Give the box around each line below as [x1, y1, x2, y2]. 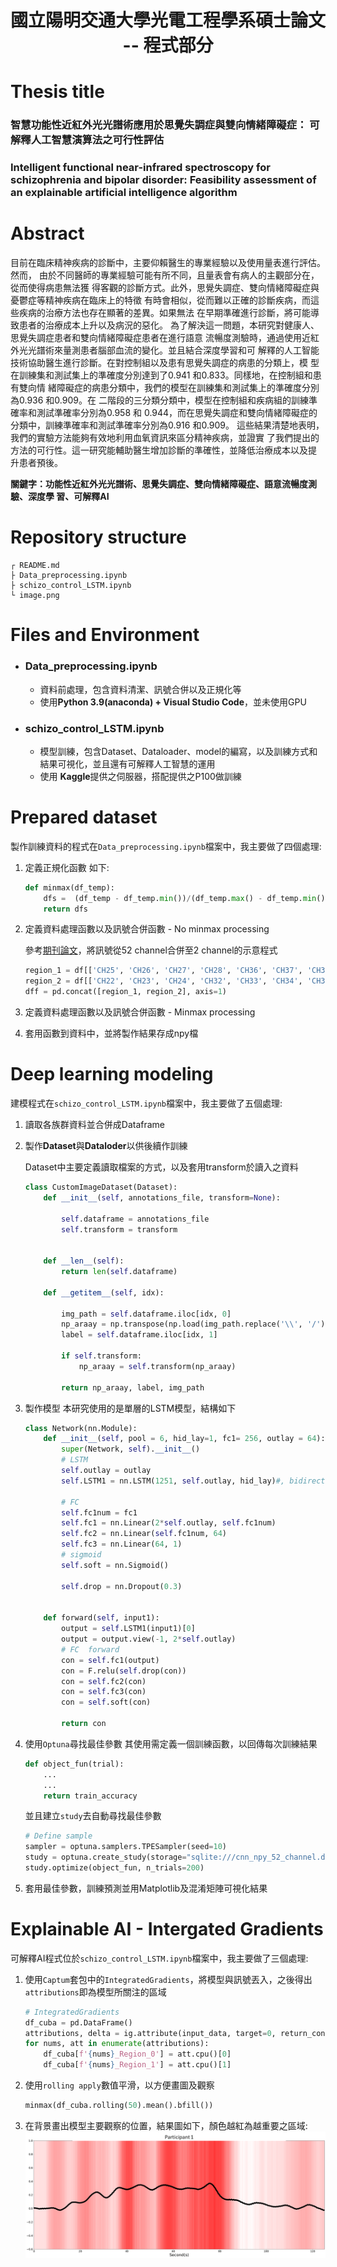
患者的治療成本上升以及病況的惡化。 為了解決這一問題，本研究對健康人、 [18, 319, 320, 331]
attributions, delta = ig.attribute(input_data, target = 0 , [24, 2028, 277, 2038]
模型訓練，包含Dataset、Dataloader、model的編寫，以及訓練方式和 [39, 745, 318, 757]
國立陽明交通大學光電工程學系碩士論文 [10, 9, 327, 32]
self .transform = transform [61, 1224, 178, 1235]
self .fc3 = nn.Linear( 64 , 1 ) [61, 1539, 183, 1550]
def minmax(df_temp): [24, 882, 115, 893]
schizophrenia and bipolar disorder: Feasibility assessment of [10, 173, 317, 187]
